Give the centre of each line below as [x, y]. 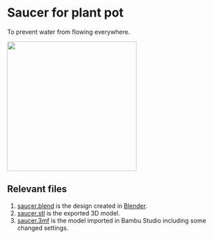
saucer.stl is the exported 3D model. [69, 213]
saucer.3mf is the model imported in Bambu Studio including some [112, 220]
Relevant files [37, 189]
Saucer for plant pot [65, 13]
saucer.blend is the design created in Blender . [82, 206]
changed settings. [43, 228]
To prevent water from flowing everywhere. [69, 32]
